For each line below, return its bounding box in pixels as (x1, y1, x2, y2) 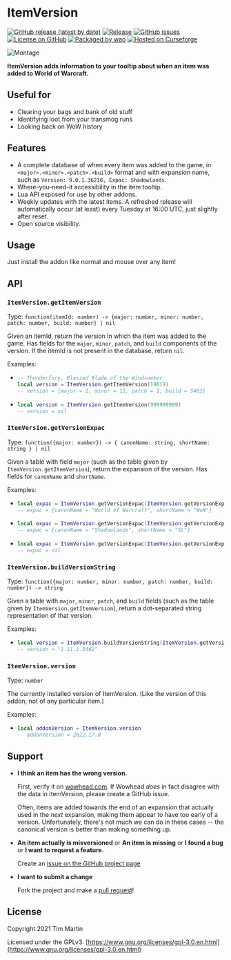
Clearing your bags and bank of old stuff (17, 107, 133, 115)
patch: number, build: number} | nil (7, 320, 116, 327)
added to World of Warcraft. (7, 69, 89, 77)
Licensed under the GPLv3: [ (7, 938, 88, 946)
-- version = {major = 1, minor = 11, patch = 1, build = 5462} (17, 387, 206, 395)
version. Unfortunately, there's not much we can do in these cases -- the (17, 818, 224, 826)
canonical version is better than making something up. (17, 825, 172, 834)
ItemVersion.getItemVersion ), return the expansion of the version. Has (7, 464, 208, 473)
